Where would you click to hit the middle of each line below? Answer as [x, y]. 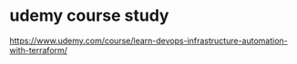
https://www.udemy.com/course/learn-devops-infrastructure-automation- [149, 41]
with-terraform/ [39, 50]
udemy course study [89, 16]
